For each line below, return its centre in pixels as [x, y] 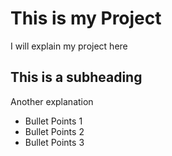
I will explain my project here [69, 46]
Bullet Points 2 [54, 131]
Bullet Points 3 [54, 142]
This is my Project [86, 18]
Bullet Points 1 [53, 121]
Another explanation [52, 101]
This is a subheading [76, 77]
